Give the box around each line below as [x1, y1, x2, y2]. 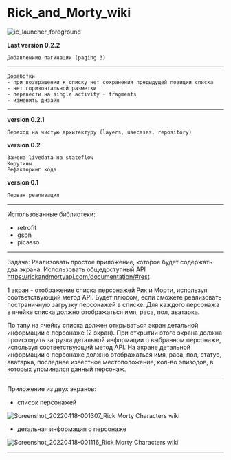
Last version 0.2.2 [7, 41, 60, 49]
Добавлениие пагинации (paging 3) [7, 54, 107, 61]
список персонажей [16, 398, 77, 406]
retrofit [16, 223, 37, 231]
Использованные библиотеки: [7, 210, 96, 218]
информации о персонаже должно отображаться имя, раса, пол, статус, [7, 350, 222, 359]
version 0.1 [7, 178, 39, 187]
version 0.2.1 [7, 115, 45, 123]
